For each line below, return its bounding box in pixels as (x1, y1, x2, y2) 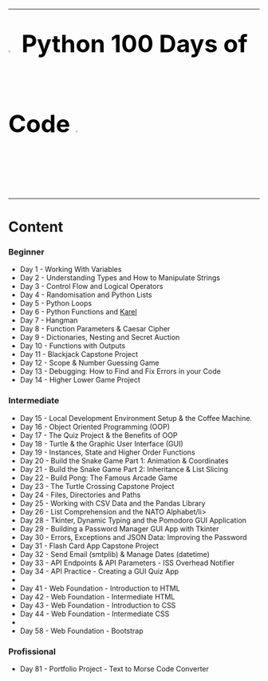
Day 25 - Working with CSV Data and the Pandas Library (19, 498, 206, 508)
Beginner (8, 246, 45, 258)
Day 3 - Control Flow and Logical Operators (19, 282, 164, 291)
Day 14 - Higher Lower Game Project (19, 375, 141, 385)
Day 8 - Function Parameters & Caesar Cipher (19, 324, 171, 334)
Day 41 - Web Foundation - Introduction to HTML (19, 583, 181, 593)
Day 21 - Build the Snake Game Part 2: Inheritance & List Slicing (19, 464, 229, 474)
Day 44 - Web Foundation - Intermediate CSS (19, 609, 170, 619)
